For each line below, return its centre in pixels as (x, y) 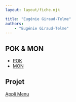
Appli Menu (17, 94)
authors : (14, 24)
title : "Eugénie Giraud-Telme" (38, 19)
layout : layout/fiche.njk (32, 10)
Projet (15, 82)
